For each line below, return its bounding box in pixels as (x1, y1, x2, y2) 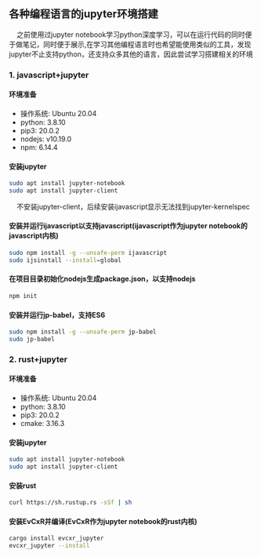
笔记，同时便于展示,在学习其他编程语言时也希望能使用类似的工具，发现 (22, 39, 252, 49)
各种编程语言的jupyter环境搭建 (9, 7, 159, 21)
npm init (9, 293, 38, 300)
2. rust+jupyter (9, 354, 67, 365)
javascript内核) (9, 231, 59, 241)
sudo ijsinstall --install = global (9, 256, 122, 264)
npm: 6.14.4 (20, 142, 58, 151)
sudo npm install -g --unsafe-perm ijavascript (9, 249, 168, 257)
